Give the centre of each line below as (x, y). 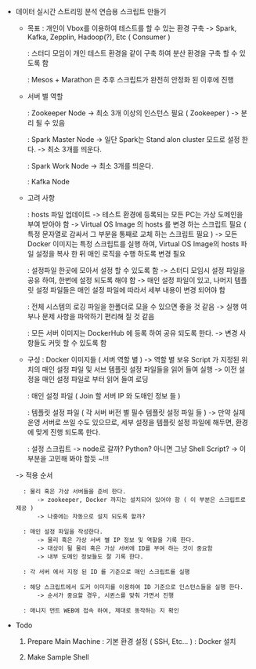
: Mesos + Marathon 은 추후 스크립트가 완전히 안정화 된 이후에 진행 (130, 80)
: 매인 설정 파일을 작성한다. (63, 532)
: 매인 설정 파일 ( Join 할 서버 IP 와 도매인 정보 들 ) (104, 396)
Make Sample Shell (58, 657)
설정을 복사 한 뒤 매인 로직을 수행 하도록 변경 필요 (111, 254)
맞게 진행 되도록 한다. (68, 432)
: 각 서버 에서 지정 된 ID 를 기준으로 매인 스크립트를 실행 (106, 572)
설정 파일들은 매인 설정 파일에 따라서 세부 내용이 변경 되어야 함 (130, 290)
